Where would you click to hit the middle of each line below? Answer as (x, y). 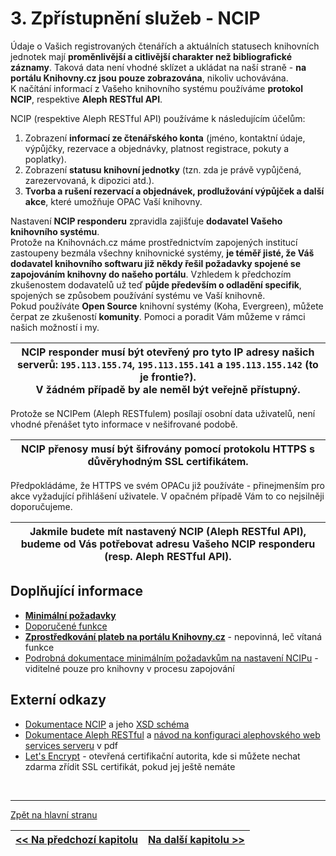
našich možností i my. (55, 327)
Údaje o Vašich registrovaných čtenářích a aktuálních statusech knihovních (165, 46)
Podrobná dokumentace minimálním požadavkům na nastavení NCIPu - (171, 658)
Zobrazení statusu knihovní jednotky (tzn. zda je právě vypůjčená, (163, 169)
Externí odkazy (58, 700)
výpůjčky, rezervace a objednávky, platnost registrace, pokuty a (157, 148)
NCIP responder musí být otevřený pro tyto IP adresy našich (168, 352)
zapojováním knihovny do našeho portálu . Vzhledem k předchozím (151, 274)
